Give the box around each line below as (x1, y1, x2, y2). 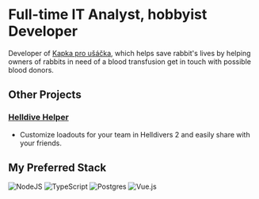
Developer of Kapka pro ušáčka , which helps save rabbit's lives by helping (8, 48, 251, 58)
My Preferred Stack (8, 161, 107, 175)
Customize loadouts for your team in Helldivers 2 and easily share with (19, 130, 251, 139)
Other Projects (8, 88, 82, 102)
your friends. (19, 138, 62, 148)
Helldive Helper (8, 112, 69, 123)
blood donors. (8, 65, 54, 74)
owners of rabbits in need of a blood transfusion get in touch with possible (8, 57, 252, 66)
